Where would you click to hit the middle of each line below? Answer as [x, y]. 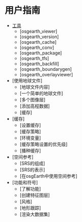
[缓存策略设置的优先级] [44, 144]
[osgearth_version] [39, 37]
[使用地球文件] [27, 80]
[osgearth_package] [41, 53]
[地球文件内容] [35, 87]
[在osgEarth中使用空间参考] [48, 176]
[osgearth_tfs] [34, 58]
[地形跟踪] [30, 208]
